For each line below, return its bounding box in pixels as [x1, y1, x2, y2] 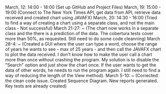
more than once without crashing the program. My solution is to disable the [5, 57, 159, 62]
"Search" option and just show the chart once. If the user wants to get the [5, 62, 157, 68]
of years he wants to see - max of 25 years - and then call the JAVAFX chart [5, 47, 162, 52]
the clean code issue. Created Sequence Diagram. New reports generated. [5, 78, 158, 84]
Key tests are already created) [5, 83, 67, 89]
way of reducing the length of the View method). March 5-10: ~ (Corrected [5, 73, 158, 78]
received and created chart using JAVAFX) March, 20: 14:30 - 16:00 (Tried [5, 15, 158, 20]
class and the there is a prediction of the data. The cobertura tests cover [5, 31, 154, 36]
